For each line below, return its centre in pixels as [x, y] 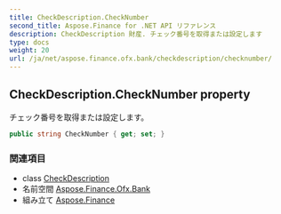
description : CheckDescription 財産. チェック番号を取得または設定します [136, 34]
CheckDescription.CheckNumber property [130, 95]
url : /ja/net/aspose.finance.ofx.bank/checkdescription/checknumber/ [141, 59]
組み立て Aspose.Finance [68, 200]
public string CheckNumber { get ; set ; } [87, 134]
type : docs [29, 42]
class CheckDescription [65, 178]
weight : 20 [29, 51]
